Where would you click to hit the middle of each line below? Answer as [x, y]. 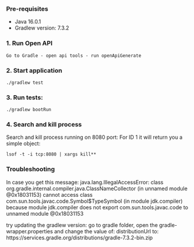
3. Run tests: [25, 97]
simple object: [23, 144]
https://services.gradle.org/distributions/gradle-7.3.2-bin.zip [80, 238]
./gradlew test [25, 82]
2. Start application [34, 70]
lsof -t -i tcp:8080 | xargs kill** [51, 155]
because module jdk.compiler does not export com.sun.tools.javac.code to [97, 207]
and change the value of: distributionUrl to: [106, 231]
